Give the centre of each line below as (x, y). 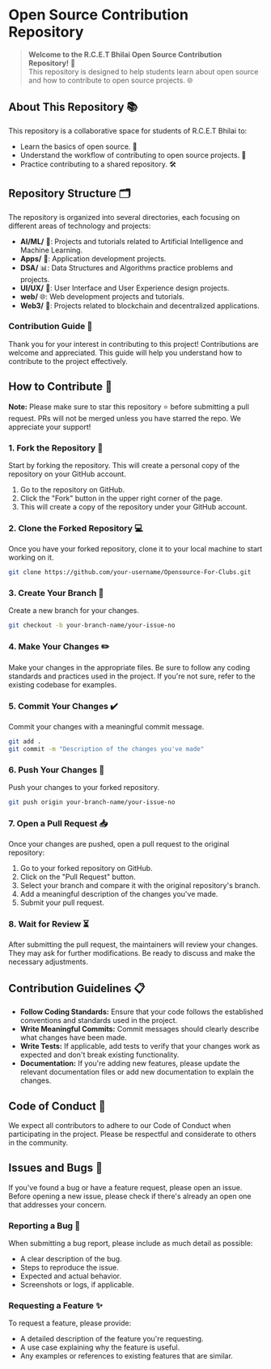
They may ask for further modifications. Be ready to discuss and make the (132, 953)
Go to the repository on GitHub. (72, 489)
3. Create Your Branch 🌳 (56, 594)
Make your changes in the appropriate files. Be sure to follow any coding (129, 667)
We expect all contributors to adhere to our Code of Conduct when (120, 1126)
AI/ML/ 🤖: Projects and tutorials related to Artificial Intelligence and (131, 241)
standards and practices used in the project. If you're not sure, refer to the (132, 676)
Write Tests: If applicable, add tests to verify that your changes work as (140, 1046)
